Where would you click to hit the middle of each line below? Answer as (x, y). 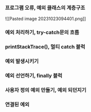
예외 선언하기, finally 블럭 (34, 76)
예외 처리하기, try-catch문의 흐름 (42, 32)
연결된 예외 (17, 104)
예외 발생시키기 (22, 61)
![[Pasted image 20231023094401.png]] (45, 19)
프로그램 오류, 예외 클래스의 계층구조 (45, 7)
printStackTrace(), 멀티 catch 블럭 (45, 47)
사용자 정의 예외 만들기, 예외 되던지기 (46, 90)
